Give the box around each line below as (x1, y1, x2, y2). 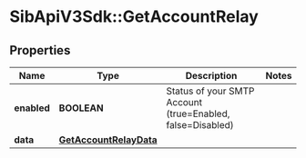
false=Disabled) (166, 119, 234, 131)
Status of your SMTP (166, 84, 255, 97)
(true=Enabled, (166, 107, 230, 120)
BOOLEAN (58, 102, 104, 114)
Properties (9, 43, 71, 58)
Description (185, 70, 238, 82)
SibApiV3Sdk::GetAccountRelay (9, 6, 260, 27)
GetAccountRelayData (58, 133, 158, 146)
